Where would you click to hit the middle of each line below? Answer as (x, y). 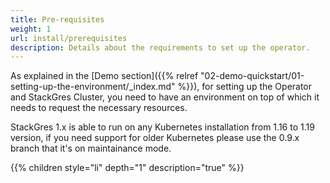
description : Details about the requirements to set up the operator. (160, 47)
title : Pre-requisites (57, 19)
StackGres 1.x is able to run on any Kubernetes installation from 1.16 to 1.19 (162, 127)
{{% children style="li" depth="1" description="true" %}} (127, 168)
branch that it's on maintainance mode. (91, 148)
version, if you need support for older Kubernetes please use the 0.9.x (155, 138)
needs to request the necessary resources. (99, 108)
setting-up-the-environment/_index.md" (93, 87)
